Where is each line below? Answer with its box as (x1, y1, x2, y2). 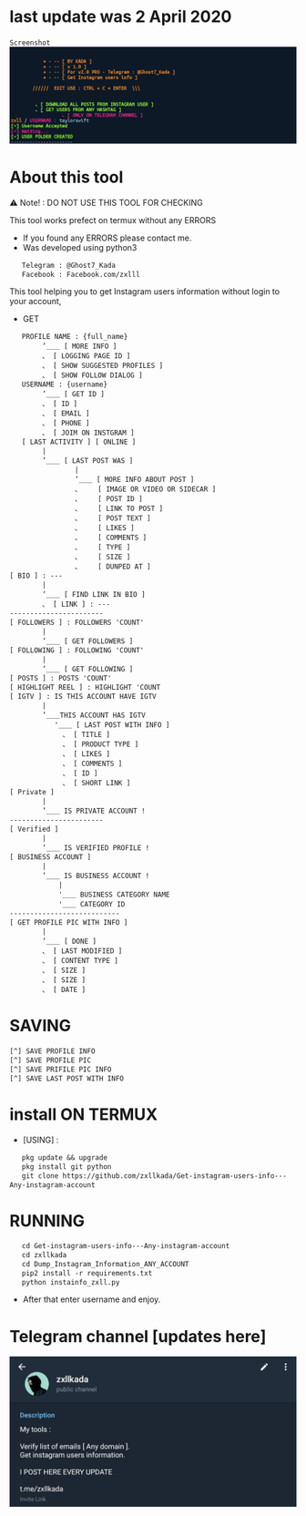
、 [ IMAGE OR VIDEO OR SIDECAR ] (74, 485, 217, 494)
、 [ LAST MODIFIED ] (42, 946, 123, 956)
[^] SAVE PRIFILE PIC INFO (9, 1064, 112, 1074)
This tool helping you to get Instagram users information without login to (9, 285, 280, 297)
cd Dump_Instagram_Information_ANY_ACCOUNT (21, 1260, 189, 1269)
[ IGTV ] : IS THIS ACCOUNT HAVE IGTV (9, 691, 157, 701)
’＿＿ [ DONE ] (42, 937, 97, 946)
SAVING (9, 1015, 71, 1036)
